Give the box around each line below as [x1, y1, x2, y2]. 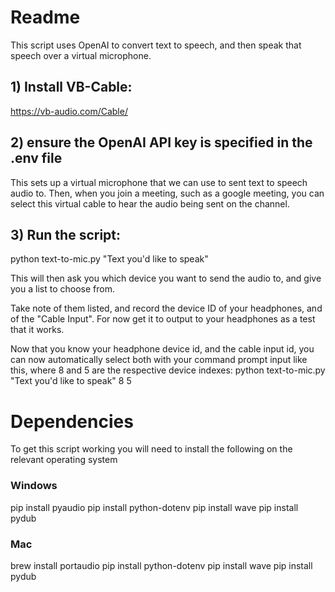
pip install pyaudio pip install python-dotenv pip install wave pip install [10, 501, 299, 513]
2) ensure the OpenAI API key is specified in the [10, 134, 313, 151]
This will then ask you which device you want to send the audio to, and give [10, 272, 322, 285]
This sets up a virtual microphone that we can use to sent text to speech [10, 176, 308, 188]
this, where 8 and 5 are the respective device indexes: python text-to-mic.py [10, 364, 326, 376]
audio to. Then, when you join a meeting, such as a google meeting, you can [10, 187, 325, 199]
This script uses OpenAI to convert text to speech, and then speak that [10, 39, 302, 51]
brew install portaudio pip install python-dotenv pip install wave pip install [10, 559, 313, 571]
